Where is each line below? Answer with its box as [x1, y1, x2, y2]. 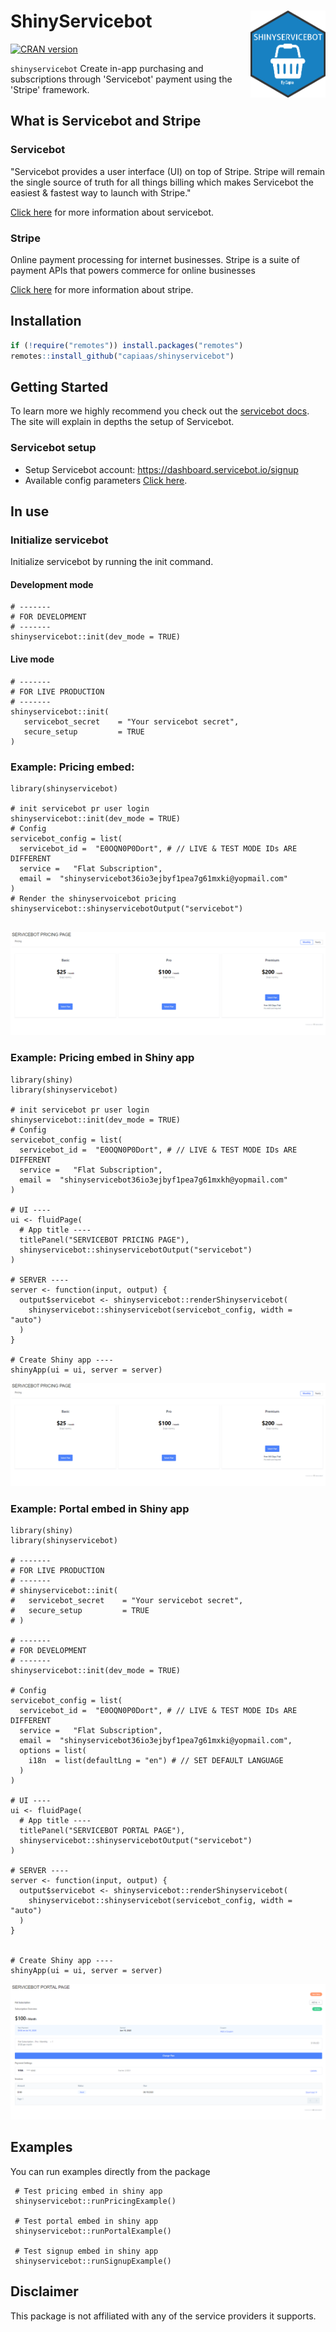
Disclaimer [10, 2283, 79, 2300]
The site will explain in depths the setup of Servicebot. [10, 416, 235, 428]
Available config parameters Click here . [24, 474, 188, 486]
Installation [10, 313, 82, 330]
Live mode [10, 653, 55, 665]
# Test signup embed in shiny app [14, 2246, 159, 2256]
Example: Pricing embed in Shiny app [10, 1051, 195, 1065]
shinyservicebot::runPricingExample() [14, 2196, 177, 2206]
